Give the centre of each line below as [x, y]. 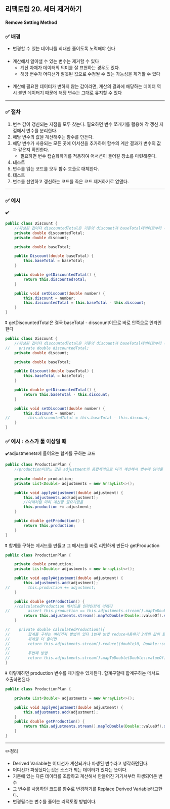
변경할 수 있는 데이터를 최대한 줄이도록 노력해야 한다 [64, 49]
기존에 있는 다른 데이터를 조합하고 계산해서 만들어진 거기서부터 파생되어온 [85, 776]
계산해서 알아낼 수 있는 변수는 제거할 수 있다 [56, 61]
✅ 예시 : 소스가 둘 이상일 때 [36, 441]
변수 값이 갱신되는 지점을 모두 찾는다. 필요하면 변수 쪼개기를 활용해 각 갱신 [85, 124]
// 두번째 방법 [27, 653]
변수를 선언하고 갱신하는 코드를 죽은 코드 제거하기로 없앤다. [71, 181]
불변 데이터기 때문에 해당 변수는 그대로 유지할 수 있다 [70, 93]
